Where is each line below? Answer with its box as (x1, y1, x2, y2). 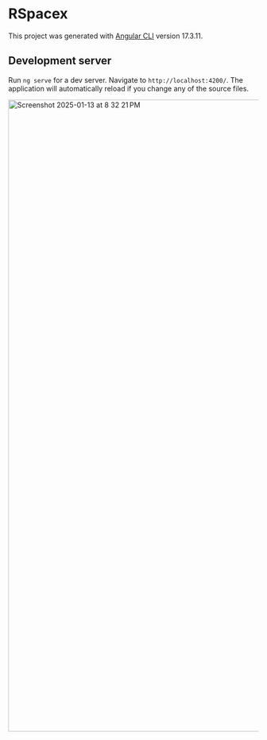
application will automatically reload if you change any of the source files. (8, 83, 249, 93)
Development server (8, 54, 112, 68)
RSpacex (8, 5, 68, 23)
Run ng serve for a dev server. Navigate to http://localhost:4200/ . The (8, 75, 244, 84)
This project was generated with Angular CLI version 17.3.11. (8, 31, 203, 41)
